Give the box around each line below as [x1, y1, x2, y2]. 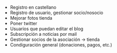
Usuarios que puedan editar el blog [10, 26, 84, 32]
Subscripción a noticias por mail [10, 31, 77, 37]
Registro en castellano [10, 5, 56, 10]
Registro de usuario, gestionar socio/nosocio [10, 10, 103, 16]
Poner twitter [10, 20, 37, 26]
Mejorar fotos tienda [10, 15, 52, 21]
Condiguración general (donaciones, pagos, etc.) [10, 42, 112, 47]
